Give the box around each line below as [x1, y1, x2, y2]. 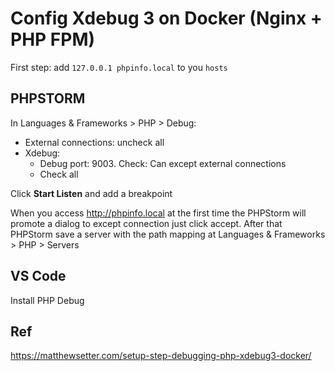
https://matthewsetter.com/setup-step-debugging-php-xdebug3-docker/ [10, 350, 312, 362]
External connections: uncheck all [24, 136, 165, 148]
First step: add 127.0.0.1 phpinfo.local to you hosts [10, 61, 228, 73]
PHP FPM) [10, 28, 96, 51]
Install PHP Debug [10, 294, 85, 306]
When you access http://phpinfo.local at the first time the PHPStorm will [10, 207, 307, 219]
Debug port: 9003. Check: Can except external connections [39, 157, 287, 169]
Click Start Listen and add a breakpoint [10, 187, 173, 199]
